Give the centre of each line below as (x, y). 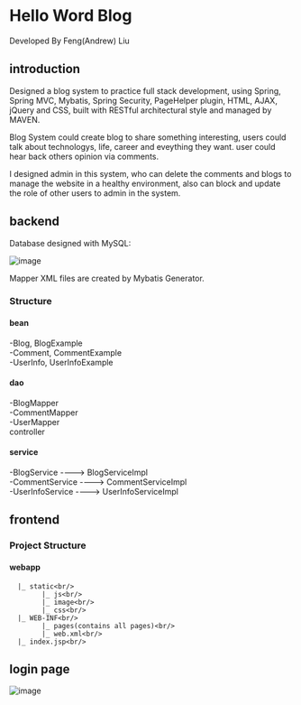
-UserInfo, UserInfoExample (62, 362)
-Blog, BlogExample (46, 343)
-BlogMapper (34, 403)
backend (35, 222)
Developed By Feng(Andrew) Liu (70, 41)
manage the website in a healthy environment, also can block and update (145, 183)
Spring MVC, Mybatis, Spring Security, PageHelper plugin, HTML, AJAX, (143, 100)
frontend (35, 520)
